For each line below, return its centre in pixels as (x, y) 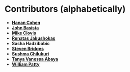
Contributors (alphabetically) (65, 9)
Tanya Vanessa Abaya (35, 59)
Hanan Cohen (26, 23)
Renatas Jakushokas (33, 38)
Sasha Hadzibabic (31, 43)
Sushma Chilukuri (30, 54)
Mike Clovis (24, 33)
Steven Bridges (28, 48)
